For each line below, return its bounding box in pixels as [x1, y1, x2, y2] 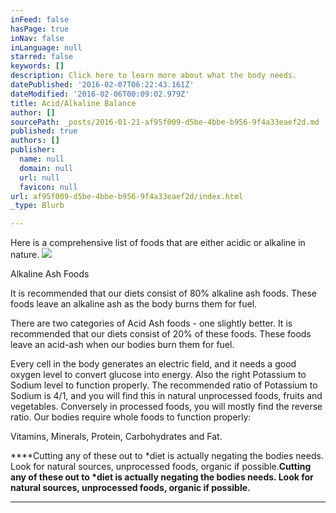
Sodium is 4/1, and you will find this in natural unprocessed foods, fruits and [10, 390, 323, 402]
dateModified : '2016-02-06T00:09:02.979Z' [10, 89, 190, 99]
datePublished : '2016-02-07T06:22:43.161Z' [10, 80, 195, 90]
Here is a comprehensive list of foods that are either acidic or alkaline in [10, 237, 306, 249]
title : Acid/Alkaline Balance [10, 98, 137, 108]
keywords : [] [10, 61, 65, 71]
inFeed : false [10, 14, 70, 25]
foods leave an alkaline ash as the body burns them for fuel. [10, 298, 258, 310]
